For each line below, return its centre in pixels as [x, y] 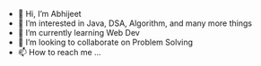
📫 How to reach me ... [59, 52]
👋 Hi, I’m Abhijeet [50, 14]
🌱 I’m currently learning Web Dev [79, 33]
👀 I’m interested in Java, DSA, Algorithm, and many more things [135, 23]
